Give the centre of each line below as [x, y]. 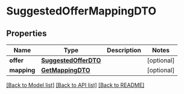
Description [124, 50]
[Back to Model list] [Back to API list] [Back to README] [75, 85]
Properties [27, 33]
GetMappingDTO [66, 70]
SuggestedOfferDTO [71, 60]
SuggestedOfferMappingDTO [81, 11]
